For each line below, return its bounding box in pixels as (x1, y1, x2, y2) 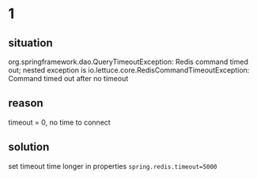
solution (8, 140, 50, 154)
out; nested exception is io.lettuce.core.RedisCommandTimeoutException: (8, 65, 250, 75)
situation (8, 36, 53, 50)
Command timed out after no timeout (8, 74, 129, 83)
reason (8, 96, 43, 110)
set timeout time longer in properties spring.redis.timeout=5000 (8, 161, 217, 170)
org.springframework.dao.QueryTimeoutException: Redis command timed (8, 57, 249, 66)
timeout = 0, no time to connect (8, 117, 111, 127)
